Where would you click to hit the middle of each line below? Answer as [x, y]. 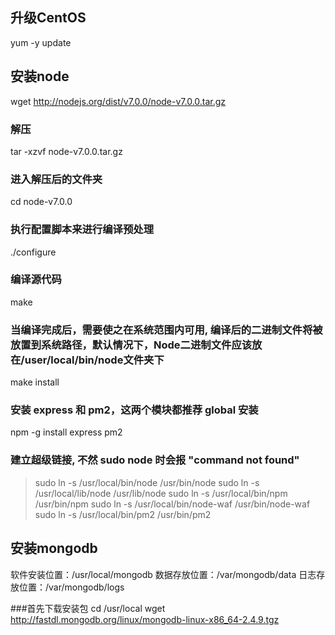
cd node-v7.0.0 [41, 202]
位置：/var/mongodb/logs [71, 587]
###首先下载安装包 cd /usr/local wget [88, 608]
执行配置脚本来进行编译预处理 [82, 230]
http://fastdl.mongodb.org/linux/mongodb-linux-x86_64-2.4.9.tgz [145, 619]
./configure [33, 252]
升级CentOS [48, 18]
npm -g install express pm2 [66, 432]
